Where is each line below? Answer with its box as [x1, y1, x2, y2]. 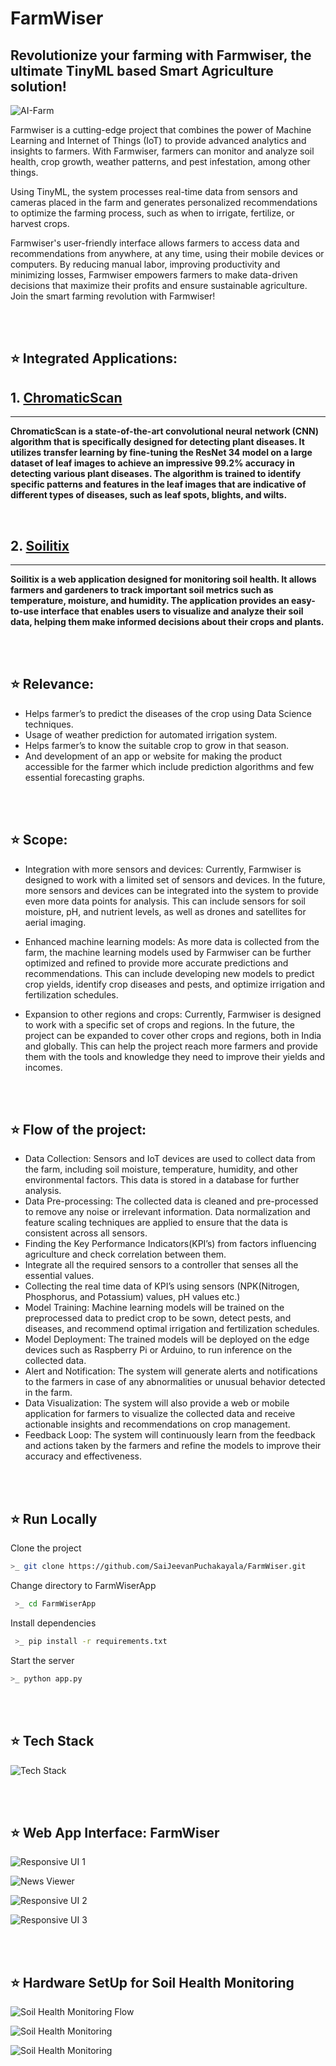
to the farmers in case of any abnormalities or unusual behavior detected [24, 1376, 326, 1388]
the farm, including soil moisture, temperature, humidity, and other [24, 1163, 298, 1176]
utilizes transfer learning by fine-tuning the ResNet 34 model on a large [10, 447, 313, 459]
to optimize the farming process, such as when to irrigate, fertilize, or [10, 207, 295, 219]
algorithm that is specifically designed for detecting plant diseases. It [10, 436, 305, 448]
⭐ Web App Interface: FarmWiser [10, 1824, 220, 1841]
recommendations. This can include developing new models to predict [24, 967, 315, 979]
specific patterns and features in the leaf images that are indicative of [10, 478, 307, 491]
